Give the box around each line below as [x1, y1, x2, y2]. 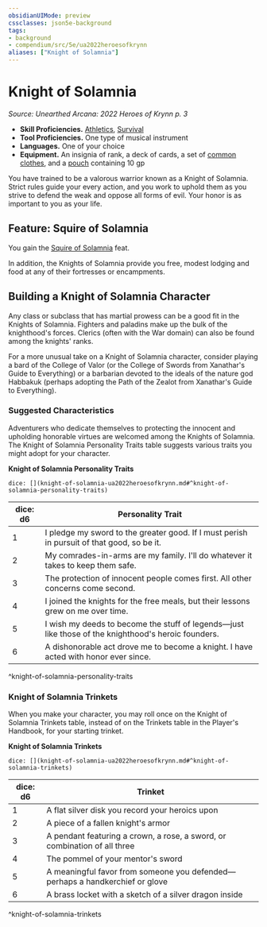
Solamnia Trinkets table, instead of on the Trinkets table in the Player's [8, 718, 239, 728]
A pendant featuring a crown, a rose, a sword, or [46, 831, 226, 842]
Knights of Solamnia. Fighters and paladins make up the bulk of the [8, 319, 228, 329]
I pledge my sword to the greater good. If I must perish [44, 527, 248, 538]
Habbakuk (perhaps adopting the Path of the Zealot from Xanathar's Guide [8, 377, 253, 386]
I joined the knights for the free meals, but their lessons [44, 595, 250, 606]
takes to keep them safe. [44, 559, 137, 570]
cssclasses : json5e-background [8, 19, 112, 27]
